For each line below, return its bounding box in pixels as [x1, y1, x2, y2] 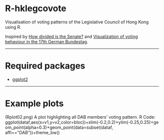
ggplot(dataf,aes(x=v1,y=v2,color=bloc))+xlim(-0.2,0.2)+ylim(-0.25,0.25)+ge [5, 119, 159, 125]
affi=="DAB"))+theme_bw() [5, 129, 60, 135]
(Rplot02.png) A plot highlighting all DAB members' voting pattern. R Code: [5, 114, 156, 120]
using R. [5, 24, 21, 30]
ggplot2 [12, 76, 28, 82]
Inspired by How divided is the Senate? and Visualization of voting [5, 34, 138, 39]
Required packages [5, 60, 85, 71]
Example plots [5, 98, 64, 109]
